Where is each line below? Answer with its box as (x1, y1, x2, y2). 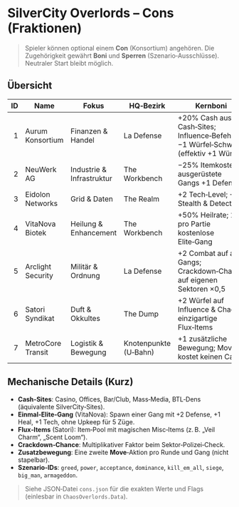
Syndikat (25, 313, 55, 323)
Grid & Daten (70, 194, 114, 204)
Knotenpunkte (123, 338, 171, 348)
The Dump (123, 309, 159, 319)
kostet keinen (177, 352, 223, 362)
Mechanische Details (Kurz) (7, 376, 134, 388)
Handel (70, 135, 95, 145)
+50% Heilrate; (177, 210, 229, 220)
